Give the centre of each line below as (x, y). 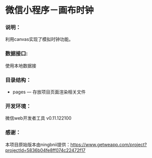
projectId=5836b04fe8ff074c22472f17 (45, 150)
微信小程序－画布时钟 (50, 10)
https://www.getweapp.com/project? (109, 144)
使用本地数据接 (21, 66)
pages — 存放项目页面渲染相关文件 (49, 92)
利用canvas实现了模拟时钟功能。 (39, 39)
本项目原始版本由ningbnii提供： (38, 144)
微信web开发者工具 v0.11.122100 (38, 118)
